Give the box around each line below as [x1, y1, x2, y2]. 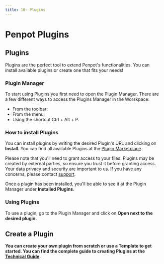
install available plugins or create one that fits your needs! [5, 67, 123, 73]
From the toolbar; [12, 106, 48, 112]
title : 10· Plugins [5, 7, 46, 12]
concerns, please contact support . [5, 171, 76, 177]
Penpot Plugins [5, 28, 70, 40]
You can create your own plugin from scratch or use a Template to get [5, 243, 152, 249]
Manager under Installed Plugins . [5, 186, 75, 192]
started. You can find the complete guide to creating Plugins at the [5, 248, 145, 255]
